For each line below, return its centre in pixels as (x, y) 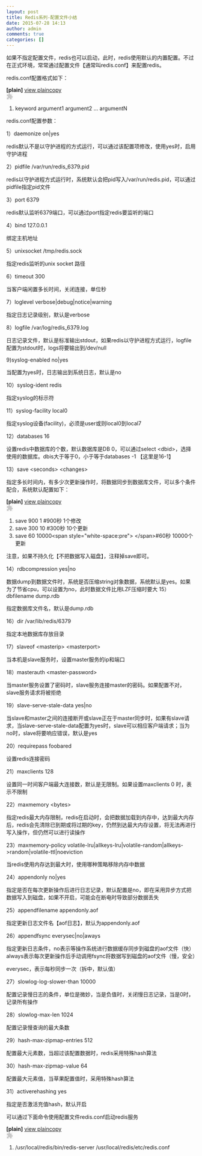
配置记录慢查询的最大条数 (38, 1027)
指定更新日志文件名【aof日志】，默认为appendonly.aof (73, 923)
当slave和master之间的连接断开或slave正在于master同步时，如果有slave (95, 718)
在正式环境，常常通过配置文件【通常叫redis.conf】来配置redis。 (85, 65)
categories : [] (25, 40)
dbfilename (20, 596)
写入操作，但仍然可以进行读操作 (46, 832)
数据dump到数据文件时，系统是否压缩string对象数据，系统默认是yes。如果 (99, 582)
